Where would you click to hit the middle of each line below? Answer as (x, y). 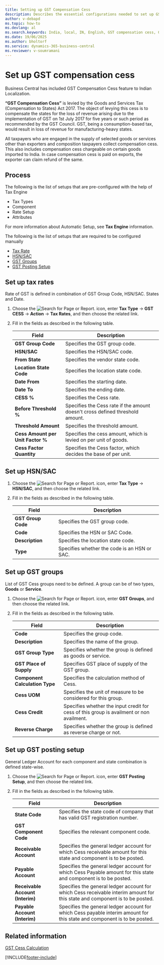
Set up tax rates (30, 282)
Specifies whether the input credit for (106, 706)
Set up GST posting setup (45, 750)
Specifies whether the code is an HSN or (105, 548)
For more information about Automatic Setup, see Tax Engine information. (79, 227)
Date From (27, 382)
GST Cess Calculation (27, 948)
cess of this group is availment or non (106, 712)
